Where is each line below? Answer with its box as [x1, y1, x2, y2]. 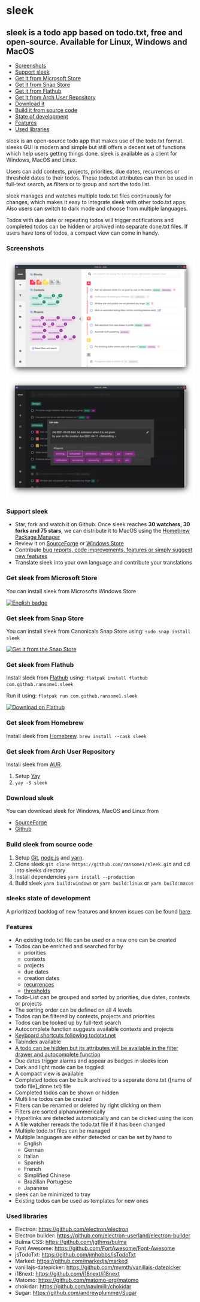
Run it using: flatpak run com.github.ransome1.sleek [6, 692, 138, 699]
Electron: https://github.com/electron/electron [14, 1225, 129, 1233]
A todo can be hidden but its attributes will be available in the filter [14, 1045, 178, 1052]
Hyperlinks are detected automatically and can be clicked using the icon [14, 1115, 193, 1122]
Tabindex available [14, 1038, 61, 1045]
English [23, 1140, 43, 1147]
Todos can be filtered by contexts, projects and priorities [14, 1013, 155, 1020]
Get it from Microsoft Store [14, 75, 81, 81]
